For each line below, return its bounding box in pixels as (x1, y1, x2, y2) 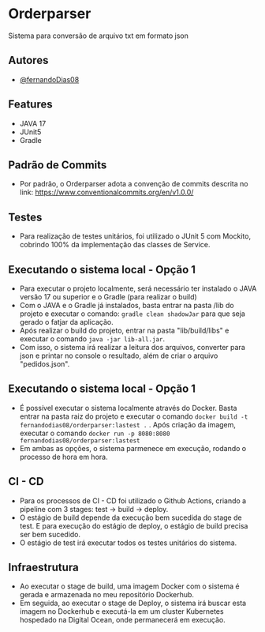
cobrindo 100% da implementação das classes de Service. (19, 240, 211, 250)
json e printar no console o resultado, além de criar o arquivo (19, 351, 218, 360)
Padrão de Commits (8, 158, 107, 171)
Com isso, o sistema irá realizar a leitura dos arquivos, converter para (19, 343, 246, 352)
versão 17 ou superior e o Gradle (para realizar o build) (19, 292, 197, 301)
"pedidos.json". (19, 359, 70, 368)
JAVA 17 (19, 118, 47, 128)
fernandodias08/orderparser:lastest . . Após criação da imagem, (19, 419, 237, 429)
